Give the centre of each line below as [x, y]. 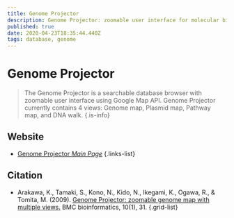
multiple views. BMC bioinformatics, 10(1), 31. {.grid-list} [97, 207]
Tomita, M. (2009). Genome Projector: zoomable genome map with [114, 199]
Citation [25, 175]
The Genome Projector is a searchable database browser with [113, 93]
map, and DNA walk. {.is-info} [67, 115]
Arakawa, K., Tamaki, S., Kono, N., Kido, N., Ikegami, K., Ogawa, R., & [116, 192]
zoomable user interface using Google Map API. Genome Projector [120, 101]
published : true [31, 26]
